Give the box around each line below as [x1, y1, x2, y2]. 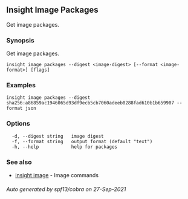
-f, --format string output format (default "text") [11, 138, 153, 144]
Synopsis [6, 36, 34, 44]
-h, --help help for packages [11, 144, 118, 150]
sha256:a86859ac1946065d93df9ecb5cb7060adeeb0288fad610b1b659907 [6, 100, 174, 106]
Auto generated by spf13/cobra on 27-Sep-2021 [6, 185, 126, 193]
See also [6, 158, 32, 166]
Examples [6, 81, 36, 90]
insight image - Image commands [15, 172, 99, 178]
